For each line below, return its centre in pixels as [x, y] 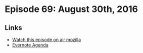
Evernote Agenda [30, 45]
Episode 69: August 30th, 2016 [71, 9]
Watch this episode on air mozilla [46, 39]
